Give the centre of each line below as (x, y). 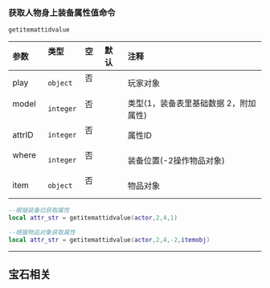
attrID (23, 135)
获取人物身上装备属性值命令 (62, 12)
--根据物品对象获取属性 (42, 232)
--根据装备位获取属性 (39, 211)
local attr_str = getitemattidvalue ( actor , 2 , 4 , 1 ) (93, 218)
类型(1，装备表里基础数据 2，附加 (192, 104)
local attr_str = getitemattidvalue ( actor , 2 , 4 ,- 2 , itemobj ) (109, 240)
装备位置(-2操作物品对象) (176, 161)
